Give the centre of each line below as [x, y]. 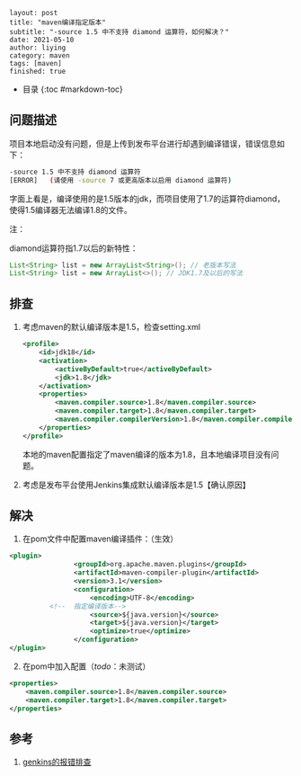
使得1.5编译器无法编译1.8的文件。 [71, 210]
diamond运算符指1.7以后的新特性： [74, 248]
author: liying [38, 48]
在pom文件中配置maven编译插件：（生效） [100, 539]
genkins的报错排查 [57, 762]
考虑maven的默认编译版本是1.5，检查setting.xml [111, 327]
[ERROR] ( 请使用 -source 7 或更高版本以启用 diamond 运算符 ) [120, 180]
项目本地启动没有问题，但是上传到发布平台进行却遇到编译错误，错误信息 [143, 143]
